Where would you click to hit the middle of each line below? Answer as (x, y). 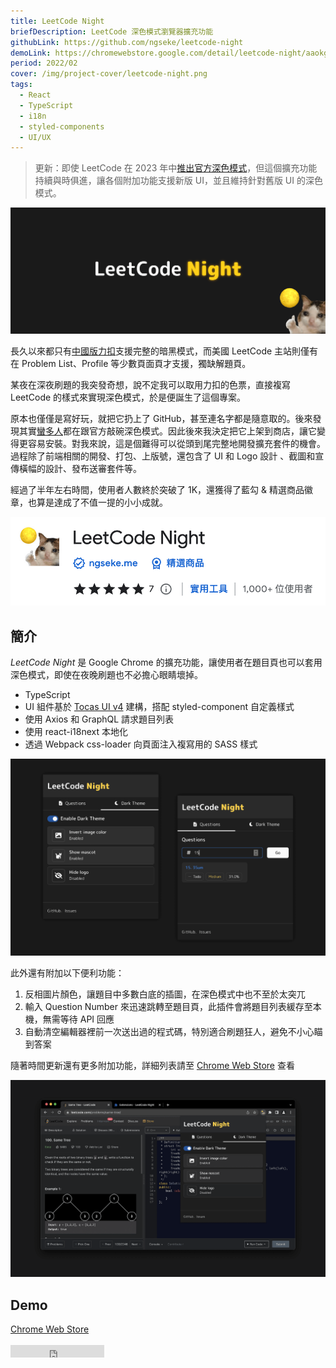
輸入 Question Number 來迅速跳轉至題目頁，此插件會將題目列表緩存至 (168, 1007)
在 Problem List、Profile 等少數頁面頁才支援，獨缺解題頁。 (131, 363)
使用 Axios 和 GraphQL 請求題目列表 (99, 719)
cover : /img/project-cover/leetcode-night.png (109, 74)
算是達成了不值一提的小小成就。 (102, 502)
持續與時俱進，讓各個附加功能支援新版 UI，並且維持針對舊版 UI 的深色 (178, 181)
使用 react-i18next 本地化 (76, 732)
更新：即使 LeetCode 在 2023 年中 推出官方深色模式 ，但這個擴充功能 (176, 168)
